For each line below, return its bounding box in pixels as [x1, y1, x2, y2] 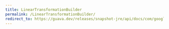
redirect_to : [5, 16, 33, 21]
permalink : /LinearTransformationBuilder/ [5, 12, 96, 17]
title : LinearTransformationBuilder [5, 7, 82, 12]
